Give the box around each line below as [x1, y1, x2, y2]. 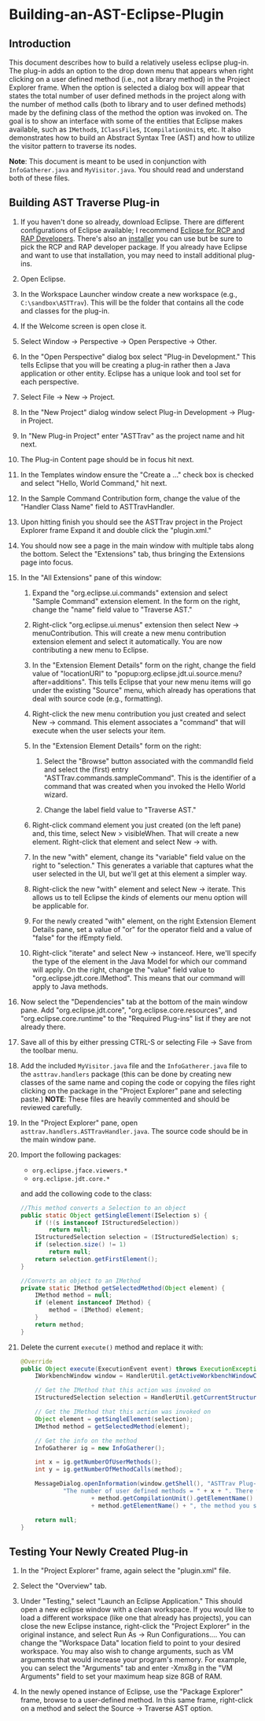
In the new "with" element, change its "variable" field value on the [31, 852, 246, 861]
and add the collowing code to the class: [20, 1189, 153, 1198]
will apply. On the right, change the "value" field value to [31, 964, 215, 974]
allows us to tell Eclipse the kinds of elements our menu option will [31, 892, 248, 902]
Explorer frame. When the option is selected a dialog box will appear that [9, 83, 245, 92]
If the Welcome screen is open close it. [20, 321, 147, 331]
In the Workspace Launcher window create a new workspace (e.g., [20, 289, 238, 298]
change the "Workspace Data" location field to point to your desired [20, 1638, 241, 1648]
